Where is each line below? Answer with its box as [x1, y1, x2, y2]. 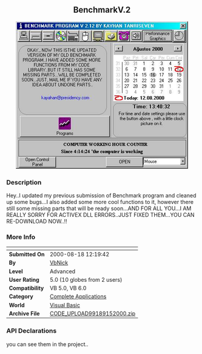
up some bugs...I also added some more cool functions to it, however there [6, 199, 194, 206]
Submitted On [8, 251, 45, 258]
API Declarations [6, 327, 57, 335]
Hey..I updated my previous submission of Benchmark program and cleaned [6, 192, 197, 199]
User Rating [8, 276, 39, 283]
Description [6, 178, 42, 186]
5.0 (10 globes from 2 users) [49, 276, 123, 283]
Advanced [49, 267, 76, 275]
